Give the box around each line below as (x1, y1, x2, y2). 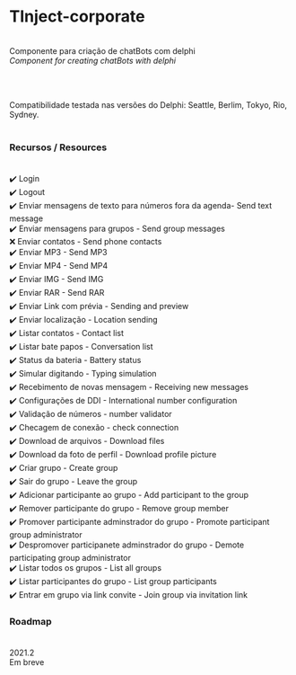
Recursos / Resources (9, 141, 108, 154)
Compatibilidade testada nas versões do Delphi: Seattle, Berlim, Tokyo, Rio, (9, 99, 288, 110)
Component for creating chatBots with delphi (9, 55, 177, 66)
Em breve (9, 656, 45, 667)
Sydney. (9, 109, 39, 120)
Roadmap (9, 616, 52, 628)
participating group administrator (9, 553, 132, 564)
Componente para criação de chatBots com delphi (9, 45, 196, 56)
